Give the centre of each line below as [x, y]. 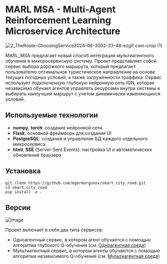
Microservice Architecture [63, 31]
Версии [18, 207]
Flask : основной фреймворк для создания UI [62, 133]
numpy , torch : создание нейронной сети [58, 127]
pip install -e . [24, 192]
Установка [23, 171]
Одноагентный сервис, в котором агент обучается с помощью [82, 240]
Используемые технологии [52, 115]
